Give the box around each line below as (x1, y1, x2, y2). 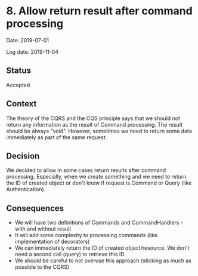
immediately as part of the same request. (6, 133, 107, 141)
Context (6, 99, 37, 109)
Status (6, 66, 32, 76)
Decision (6, 151, 40, 161)
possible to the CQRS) (14, 263, 70, 271)
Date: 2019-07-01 (6, 36, 49, 44)
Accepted (6, 81, 30, 88)
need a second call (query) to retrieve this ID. (14, 251, 126, 258)
